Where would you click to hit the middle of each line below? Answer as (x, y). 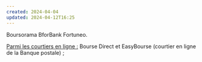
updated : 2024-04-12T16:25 (41, 17)
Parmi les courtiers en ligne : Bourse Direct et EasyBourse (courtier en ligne (101, 46)
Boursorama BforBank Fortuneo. (47, 34)
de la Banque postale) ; (35, 52)
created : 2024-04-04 (33, 12)
